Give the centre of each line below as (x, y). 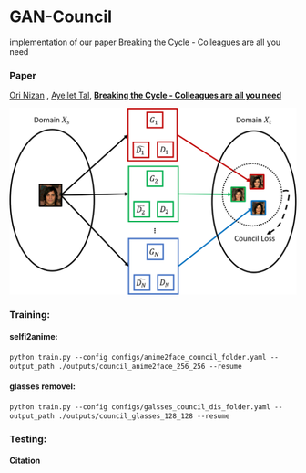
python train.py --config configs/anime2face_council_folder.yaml (138, 357)
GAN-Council (61, 17)
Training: (30, 315)
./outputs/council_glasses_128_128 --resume (144, 416)
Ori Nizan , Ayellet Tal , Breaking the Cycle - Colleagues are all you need (146, 95)
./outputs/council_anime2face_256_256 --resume (150, 366)
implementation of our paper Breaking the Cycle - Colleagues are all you (145, 42)
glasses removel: (42, 386)
